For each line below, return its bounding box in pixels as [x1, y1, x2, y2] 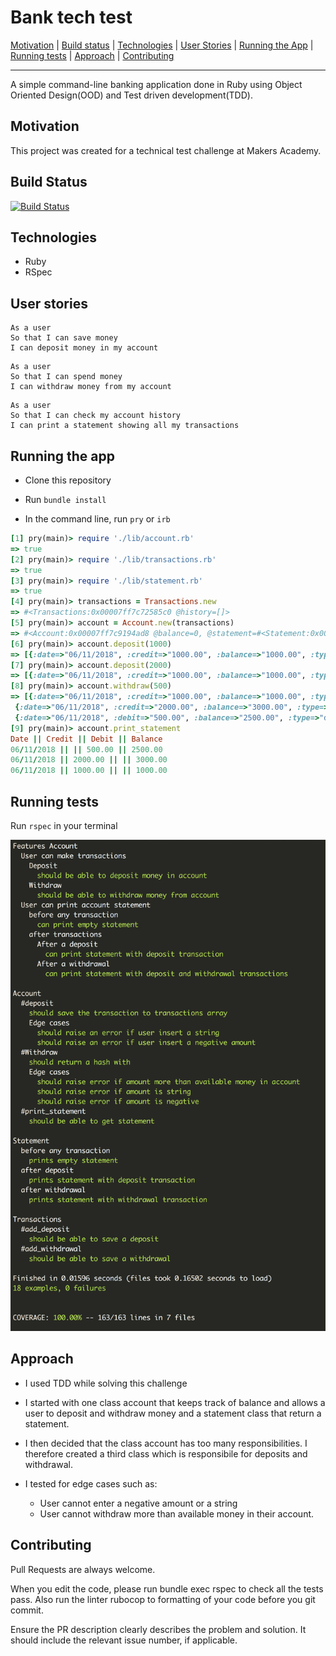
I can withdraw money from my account [10, 382, 172, 392]
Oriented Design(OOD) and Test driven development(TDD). [10, 89, 253, 101]
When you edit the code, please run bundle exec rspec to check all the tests [10, 1582, 324, 1595]
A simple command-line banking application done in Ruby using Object [10, 78, 303, 90]
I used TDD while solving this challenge [24, 1377, 188, 1389]
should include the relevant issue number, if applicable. [10, 1634, 238, 1646]
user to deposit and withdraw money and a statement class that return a [24, 1407, 322, 1419]
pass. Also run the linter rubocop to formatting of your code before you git [10, 1593, 316, 1605]
